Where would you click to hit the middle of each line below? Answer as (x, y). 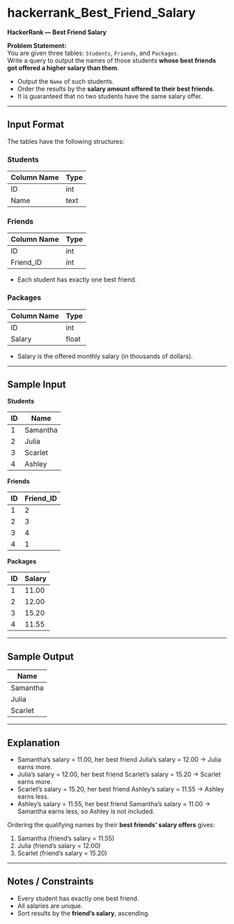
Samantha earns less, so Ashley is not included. (86, 811)
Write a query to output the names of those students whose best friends (112, 60)
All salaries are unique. (50, 906)
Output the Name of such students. (65, 81)
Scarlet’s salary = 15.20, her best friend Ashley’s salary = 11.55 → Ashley (121, 790)
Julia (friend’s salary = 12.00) (59, 846)
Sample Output (41, 656)
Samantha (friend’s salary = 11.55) (66, 838)
